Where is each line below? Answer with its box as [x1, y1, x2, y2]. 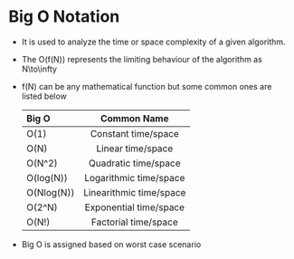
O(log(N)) [25, 171, 69, 184]
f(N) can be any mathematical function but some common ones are [21, 81, 272, 91]
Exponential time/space [84, 201, 185, 214]
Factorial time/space [90, 216, 178, 228]
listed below [21, 91, 67, 101]
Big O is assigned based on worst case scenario [21, 238, 202, 250]
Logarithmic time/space [84, 171, 185, 184]
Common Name [100, 111, 169, 124]
